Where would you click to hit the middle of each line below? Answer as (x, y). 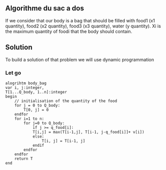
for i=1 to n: (29, 119)
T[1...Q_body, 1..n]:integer (36, 92)
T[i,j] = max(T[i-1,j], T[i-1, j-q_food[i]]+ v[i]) (88, 132)
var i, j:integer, (25, 88)
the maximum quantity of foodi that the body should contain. (69, 31)
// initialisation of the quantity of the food (66, 101)
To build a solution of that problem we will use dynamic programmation (80, 59)
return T (24, 159)
